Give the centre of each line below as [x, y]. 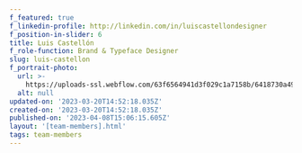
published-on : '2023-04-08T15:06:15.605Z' [90, 118]
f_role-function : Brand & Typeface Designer [94, 51]
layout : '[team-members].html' [68, 127]
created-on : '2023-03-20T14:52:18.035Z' [86, 110]
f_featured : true [42, 18]
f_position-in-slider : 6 [56, 34]
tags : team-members [46, 135]
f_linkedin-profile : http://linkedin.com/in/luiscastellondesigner [138, 26]
